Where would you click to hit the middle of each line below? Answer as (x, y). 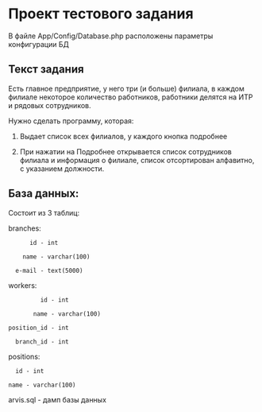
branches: (25, 228)
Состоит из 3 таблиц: (44, 212)
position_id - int (39, 328)
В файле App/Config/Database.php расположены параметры (111, 36)
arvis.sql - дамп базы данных (58, 399)
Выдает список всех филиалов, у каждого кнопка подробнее (123, 136)
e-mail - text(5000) (49, 270)
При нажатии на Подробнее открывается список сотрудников (126, 151)
